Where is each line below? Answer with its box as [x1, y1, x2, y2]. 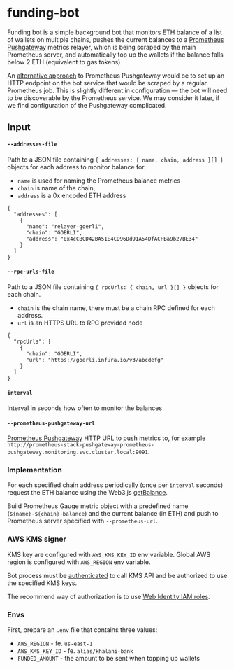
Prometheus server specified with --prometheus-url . [7, 516, 159, 526]
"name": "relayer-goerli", [25, 223, 105, 230]
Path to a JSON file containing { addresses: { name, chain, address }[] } [7, 155, 224, 164]
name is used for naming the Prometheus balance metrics [17, 176, 181, 185]
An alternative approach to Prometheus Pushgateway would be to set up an [7, 71, 225, 80]
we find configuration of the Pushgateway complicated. [7, 101, 167, 109]
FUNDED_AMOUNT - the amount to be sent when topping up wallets [17, 654, 200, 663]
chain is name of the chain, [17, 183, 96, 192]
